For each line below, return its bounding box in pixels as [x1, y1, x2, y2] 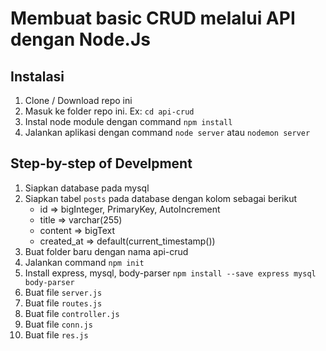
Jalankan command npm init [24, 256, 145, 268]
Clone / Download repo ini [24, 95, 133, 106]
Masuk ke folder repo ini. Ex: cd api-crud [24, 105, 195, 117]
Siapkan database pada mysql [24, 182, 150, 194]
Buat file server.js [24, 286, 103, 298]
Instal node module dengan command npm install [24, 116, 233, 127]
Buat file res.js [24, 328, 89, 341]
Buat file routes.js [24, 297, 103, 309]
